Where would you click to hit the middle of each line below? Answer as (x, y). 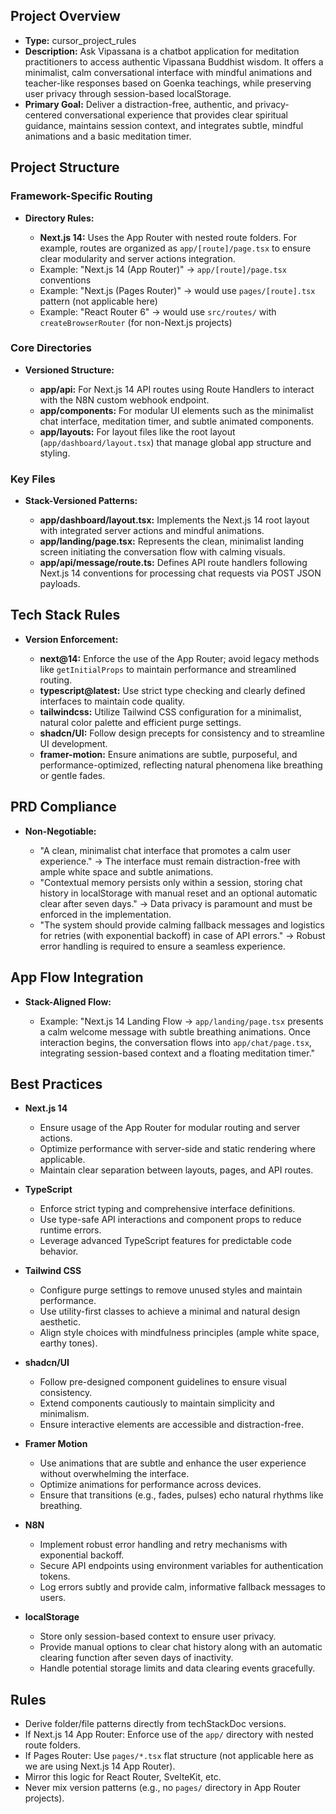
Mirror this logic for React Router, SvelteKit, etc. (123, 1777)
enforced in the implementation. (105, 914)
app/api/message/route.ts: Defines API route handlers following (173, 563)
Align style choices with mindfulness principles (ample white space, (179, 1333)
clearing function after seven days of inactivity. (136, 1658)
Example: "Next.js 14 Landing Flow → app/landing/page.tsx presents (181, 1021)
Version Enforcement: (71, 639)
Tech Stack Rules (65, 615)
